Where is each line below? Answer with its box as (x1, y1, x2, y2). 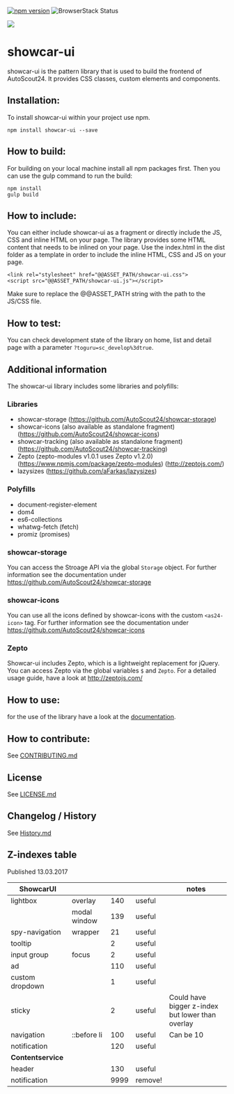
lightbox (10, 895, 38, 905)
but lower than (169, 1010, 217, 1019)
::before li (72, 1030, 103, 1040)
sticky (10, 1006, 31, 1015)
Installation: (7, 95, 61, 107)
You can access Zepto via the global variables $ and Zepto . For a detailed (7, 666, 217, 675)
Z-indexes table (7, 849, 77, 861)
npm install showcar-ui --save (7, 126, 98, 134)
